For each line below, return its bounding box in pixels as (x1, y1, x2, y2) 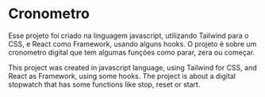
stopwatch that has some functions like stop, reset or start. (8, 80, 201, 89)
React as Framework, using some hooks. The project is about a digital (8, 71, 236, 80)
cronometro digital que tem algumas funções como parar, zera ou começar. (8, 47, 255, 57)
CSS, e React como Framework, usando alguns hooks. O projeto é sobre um (8, 39, 257, 48)
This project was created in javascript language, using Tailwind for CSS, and (8, 62, 257, 72)
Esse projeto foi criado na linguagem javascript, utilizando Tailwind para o (8, 31, 249, 40)
